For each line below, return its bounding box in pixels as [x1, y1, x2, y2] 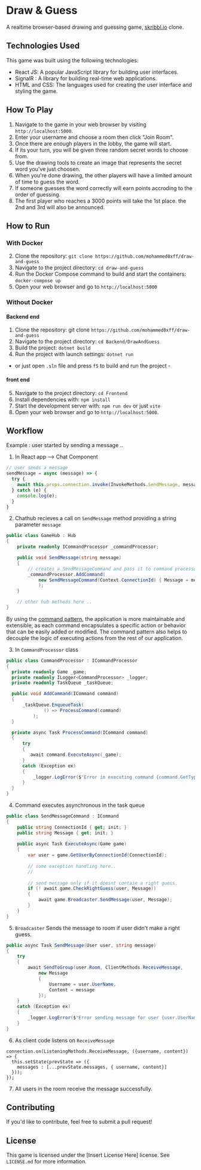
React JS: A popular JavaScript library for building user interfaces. [14, 68, 179, 76]
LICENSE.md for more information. [6, 1158, 87, 1165]
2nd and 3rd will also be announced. [14, 203, 105, 210]
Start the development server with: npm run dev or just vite [14, 402, 161, 409]
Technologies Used [6, 41, 80, 51]
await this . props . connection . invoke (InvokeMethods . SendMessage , [17, 482, 181, 488]
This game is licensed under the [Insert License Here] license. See [6, 1151, 170, 1159]
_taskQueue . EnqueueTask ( [22, 702, 84, 708]
